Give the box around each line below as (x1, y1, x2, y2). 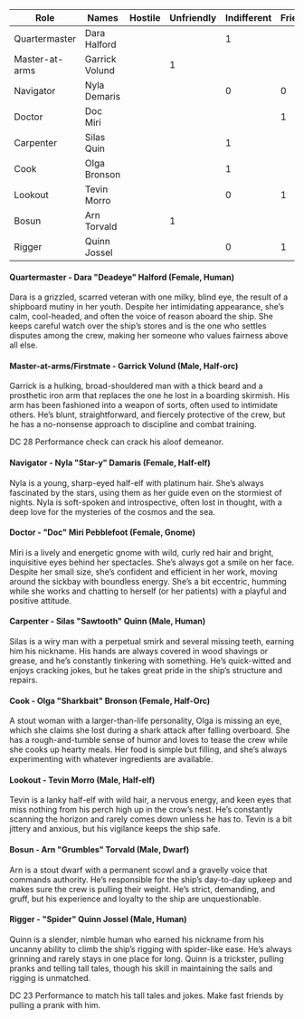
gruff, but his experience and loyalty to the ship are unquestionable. (9, 893, 262, 904)
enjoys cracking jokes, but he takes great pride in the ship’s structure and (9, 665, 283, 676)
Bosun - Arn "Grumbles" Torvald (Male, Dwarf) (9, 844, 190, 855)
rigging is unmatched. (9, 972, 91, 983)
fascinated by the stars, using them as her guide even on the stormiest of (9, 487, 282, 498)
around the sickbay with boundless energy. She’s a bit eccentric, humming (9, 576, 287, 586)
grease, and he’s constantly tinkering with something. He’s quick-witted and (9, 655, 292, 666)
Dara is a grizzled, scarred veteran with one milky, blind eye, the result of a (9, 291, 289, 302)
